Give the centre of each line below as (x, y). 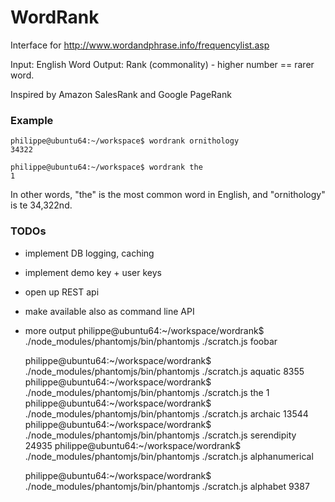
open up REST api (62, 292)
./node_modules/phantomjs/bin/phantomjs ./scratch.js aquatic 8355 (164, 371)
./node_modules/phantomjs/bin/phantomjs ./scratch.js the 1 (147, 392)
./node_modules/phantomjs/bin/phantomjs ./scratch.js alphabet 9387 (167, 486)
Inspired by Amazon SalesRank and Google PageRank (121, 94)
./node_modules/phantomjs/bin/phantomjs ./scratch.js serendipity (160, 435)
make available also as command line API (109, 311)
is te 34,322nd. (41, 205)
